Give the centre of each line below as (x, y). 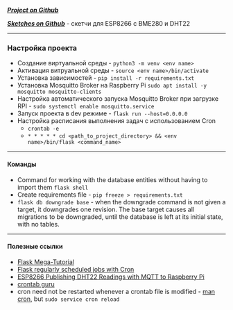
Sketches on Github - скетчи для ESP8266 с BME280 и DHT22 (99, 23)
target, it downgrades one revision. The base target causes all (106, 209)
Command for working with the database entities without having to (112, 179)
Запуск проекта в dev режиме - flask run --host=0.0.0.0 (102, 113)
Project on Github (33, 10)
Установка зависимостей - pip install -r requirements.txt (106, 78)
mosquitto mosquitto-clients (59, 92)
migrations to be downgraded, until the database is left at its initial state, (120, 217)
